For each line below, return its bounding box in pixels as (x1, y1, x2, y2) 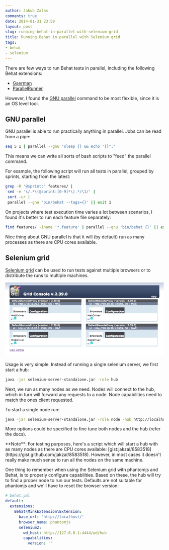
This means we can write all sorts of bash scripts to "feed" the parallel (5, 153, 151, 159)
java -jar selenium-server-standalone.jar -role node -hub (5, 417, 132, 422)
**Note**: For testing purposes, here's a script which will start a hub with (5, 441, 158, 447)
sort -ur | (7, 195, 30, 200)
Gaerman (12, 80, 32, 86)
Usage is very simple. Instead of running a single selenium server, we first (5, 361, 158, 367)
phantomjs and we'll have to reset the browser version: (5, 483, 119, 489)
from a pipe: (5, 134, 31, 140)
